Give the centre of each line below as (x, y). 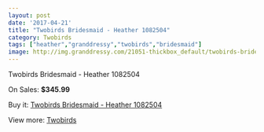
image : (19, 52)
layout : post (29, 15)
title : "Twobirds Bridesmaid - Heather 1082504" (89, 30)
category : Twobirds (40, 37)
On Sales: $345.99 (39, 90)
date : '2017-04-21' (40, 23)
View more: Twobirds (42, 120)
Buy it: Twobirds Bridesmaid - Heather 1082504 (85, 104)
